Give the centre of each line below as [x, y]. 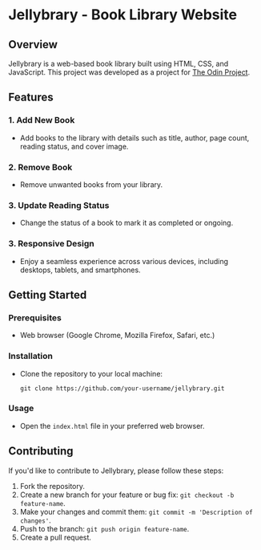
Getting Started [48, 295]
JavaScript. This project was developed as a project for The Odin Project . [129, 72]
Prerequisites [35, 317]
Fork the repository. [52, 486]
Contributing [41, 451]
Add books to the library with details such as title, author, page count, [135, 137]
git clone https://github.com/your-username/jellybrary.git [122, 388]
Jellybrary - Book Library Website [123, 15]
